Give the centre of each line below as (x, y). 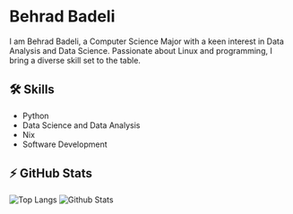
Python (35, 116)
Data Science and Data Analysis (81, 125)
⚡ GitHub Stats (51, 173)
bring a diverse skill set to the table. (75, 60)
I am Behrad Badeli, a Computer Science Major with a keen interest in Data (147, 41)
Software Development (65, 144)
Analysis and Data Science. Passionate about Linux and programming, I (141, 50)
